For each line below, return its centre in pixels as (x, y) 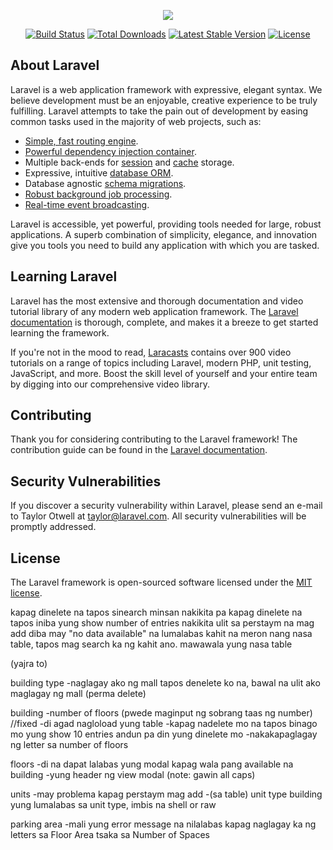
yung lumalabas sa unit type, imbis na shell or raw (113, 805)
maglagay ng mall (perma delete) (78, 694)
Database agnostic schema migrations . (105, 183)
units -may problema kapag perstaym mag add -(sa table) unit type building (166, 794)
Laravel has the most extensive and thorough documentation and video (157, 301)
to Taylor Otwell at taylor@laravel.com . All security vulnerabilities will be (158, 516)
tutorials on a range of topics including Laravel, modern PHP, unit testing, (161, 362)
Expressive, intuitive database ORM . (99, 172)
